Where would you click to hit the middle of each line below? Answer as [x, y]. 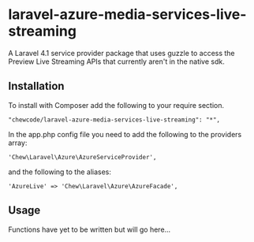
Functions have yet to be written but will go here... [90, 229]
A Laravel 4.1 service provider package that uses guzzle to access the [121, 53]
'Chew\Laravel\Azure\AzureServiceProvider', [82, 157]
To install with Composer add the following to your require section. [116, 105]
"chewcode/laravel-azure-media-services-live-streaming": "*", [114, 120]
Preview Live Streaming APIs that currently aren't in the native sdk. [116, 61]
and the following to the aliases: [60, 172]
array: [18, 143]
